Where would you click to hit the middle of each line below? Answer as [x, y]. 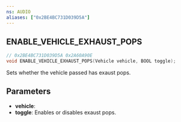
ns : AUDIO [19, 12]
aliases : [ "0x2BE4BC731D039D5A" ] [48, 17]
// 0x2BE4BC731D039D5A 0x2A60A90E [50, 56]
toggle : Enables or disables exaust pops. [65, 112]
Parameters [29, 92]
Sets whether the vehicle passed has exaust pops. [69, 73]
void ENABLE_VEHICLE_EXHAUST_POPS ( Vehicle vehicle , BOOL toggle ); [91, 61]
